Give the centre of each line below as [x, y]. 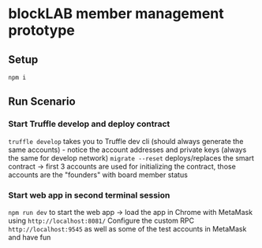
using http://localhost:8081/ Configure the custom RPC [101, 220]
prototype [41, 30]
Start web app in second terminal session [89, 195]
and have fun [30, 237]
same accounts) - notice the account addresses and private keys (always [127, 150]
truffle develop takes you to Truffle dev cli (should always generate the [126, 141]
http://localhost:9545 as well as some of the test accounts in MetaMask [127, 228]
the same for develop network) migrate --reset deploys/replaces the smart [131, 157]
